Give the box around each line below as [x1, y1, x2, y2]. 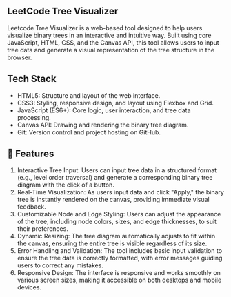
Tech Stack [7, 73, 57, 85]
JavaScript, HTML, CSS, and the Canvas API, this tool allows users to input [7, 38, 219, 47]
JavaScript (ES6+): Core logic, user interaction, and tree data [17, 106, 191, 114]
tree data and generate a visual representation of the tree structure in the [7, 45, 215, 54]
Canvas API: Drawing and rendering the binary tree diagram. [17, 121, 189, 129]
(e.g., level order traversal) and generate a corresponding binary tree [17, 174, 213, 182]
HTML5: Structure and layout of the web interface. [17, 91, 161, 99]
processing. [17, 113, 52, 121]
